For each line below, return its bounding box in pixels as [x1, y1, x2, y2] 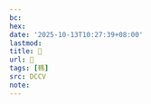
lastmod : [9, 38, 42, 48]
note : [9, 80, 30, 90]
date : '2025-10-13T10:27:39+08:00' [9, 30, 144, 39]
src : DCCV [9, 72, 47, 81]
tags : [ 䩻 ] [9, 64, 50, 73]
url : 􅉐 [9, 55, 34, 64]
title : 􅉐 [9, 47, 42, 56]
